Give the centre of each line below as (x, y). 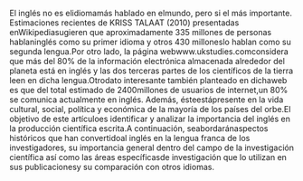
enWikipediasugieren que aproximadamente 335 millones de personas (141, 32)
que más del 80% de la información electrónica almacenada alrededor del (147, 61)
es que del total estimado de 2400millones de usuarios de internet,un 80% (149, 90)
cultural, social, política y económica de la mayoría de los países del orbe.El (150, 109)
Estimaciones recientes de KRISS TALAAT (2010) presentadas (124, 23)
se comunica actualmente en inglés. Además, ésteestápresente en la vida (147, 100)
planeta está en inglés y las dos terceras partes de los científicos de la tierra (151, 71)
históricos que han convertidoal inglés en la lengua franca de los (130, 138)
